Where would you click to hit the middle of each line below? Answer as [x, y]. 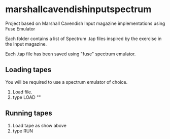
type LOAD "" [27, 97]
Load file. [22, 92]
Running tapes [29, 113]
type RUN [23, 131]
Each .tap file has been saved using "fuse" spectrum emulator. [71, 54]
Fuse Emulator [20, 28]
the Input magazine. [26, 44]
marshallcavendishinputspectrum [78, 9]
